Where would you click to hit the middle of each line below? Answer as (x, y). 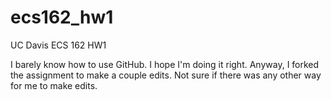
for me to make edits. (54, 85)
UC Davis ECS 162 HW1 (58, 45)
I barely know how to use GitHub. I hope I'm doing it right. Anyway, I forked (165, 64)
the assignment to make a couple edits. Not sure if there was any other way (166, 75)
